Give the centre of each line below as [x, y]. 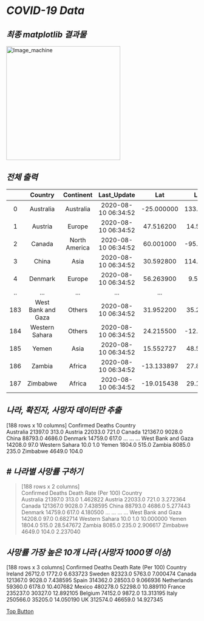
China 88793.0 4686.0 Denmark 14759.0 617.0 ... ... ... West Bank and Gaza [100, 438]
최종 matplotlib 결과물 [46, 34]
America [78, 248]
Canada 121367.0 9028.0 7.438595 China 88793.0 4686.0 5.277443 [106, 506]
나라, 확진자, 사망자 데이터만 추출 [64, 410]
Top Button [20, 611]
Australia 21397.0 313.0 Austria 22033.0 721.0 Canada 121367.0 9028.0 [95, 432]
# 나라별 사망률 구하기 [45, 472]
